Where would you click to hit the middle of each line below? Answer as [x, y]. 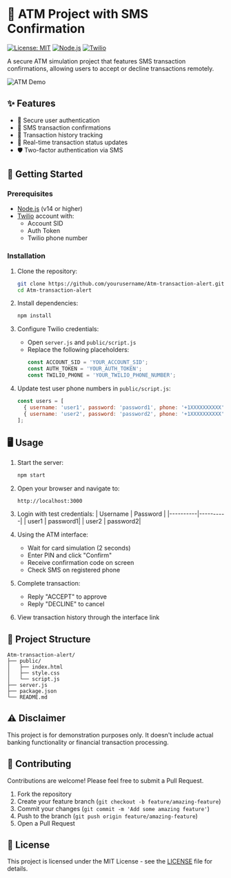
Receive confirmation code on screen [81, 563]
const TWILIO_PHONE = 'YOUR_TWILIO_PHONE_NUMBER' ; [102, 375]
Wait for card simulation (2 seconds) [79, 548]
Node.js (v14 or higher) [50, 209]
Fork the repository [44, 794]
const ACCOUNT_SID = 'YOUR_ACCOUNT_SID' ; [88, 362]
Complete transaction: [49, 583]
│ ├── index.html [35, 667]
